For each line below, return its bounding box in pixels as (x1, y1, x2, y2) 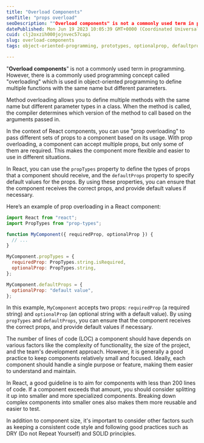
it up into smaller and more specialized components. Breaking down (6, 392, 176, 400)
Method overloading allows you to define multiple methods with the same (6, 96, 190, 104)
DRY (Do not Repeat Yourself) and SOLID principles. (6, 430, 137, 438)
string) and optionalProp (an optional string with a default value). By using (6, 310, 192, 317)
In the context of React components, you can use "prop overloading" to (6, 127, 185, 135)
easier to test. (6, 405, 41, 413)
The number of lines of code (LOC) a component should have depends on (6, 335, 191, 342)
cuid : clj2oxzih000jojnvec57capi (6, 32, 91, 38)
